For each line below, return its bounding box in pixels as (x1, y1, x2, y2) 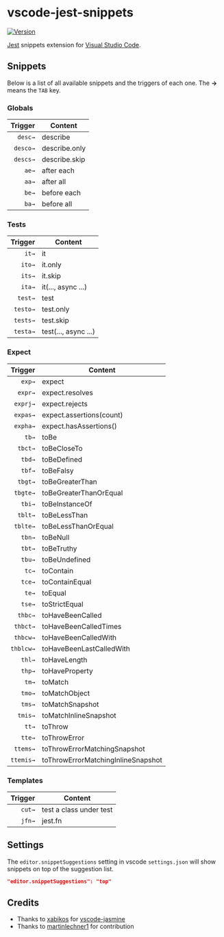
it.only (41, 260, 62, 270)
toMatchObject (42, 688, 90, 698)
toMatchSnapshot (42, 699, 99, 709)
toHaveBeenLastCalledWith (42, 644, 130, 653)
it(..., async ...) (41, 282, 88, 292)
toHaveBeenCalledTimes (42, 621, 122, 631)
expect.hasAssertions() (42, 421, 118, 431)
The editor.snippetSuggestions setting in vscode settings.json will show (7, 858, 216, 866)
